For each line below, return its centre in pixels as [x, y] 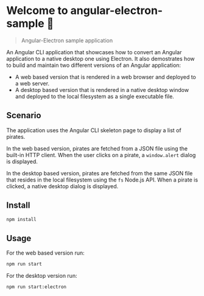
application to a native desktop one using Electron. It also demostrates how [100, 58]
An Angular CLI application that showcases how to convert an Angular [94, 52]
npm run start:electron [37, 287]
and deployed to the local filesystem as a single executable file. [95, 96]
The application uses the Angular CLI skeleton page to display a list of [94, 130]
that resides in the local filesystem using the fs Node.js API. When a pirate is [102, 180]
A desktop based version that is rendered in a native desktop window [102, 90]
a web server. [32, 83]
